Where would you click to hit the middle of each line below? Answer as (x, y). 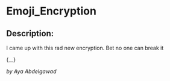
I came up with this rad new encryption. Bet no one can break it (85, 48)
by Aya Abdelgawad (31, 71)
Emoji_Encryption (51, 11)
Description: (30, 34)
